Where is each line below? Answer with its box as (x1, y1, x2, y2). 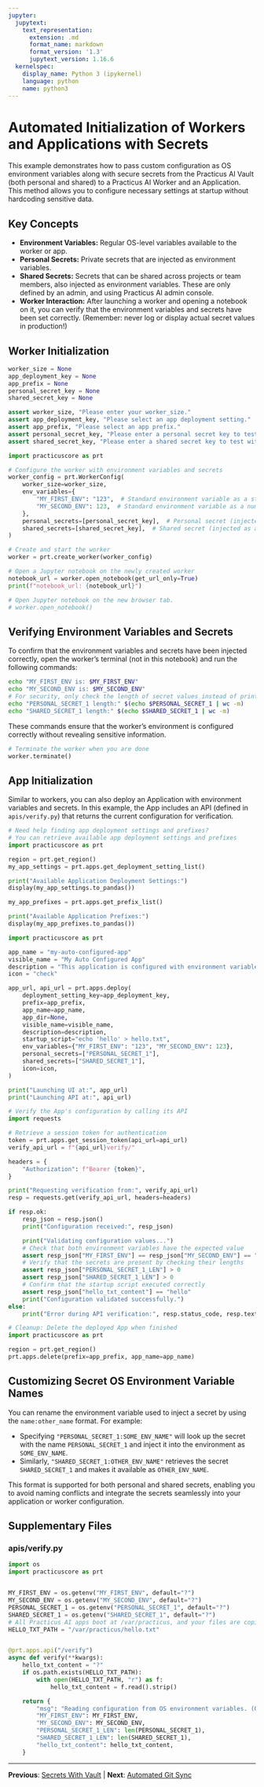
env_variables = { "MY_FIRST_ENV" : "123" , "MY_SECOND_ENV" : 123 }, (22, 1042, 234, 1051)
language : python (22, 77, 79, 85)
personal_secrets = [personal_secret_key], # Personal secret (22, 517, 226, 525)
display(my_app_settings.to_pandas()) (8, 884, 135, 892)
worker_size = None (8, 364, 72, 373)
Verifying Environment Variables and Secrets (8, 625, 233, 639)
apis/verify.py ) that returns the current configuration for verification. (8, 811, 234, 821)
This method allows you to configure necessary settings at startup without (8, 186, 249, 196)
